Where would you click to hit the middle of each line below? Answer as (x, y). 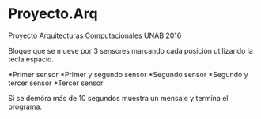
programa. (25, 106)
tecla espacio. (31, 59)
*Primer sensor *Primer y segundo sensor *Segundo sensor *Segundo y (128, 74)
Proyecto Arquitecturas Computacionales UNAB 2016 (95, 35)
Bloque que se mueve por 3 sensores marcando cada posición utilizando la (130, 50)
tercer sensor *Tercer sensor (56, 83)
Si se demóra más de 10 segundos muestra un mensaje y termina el (118, 98)
